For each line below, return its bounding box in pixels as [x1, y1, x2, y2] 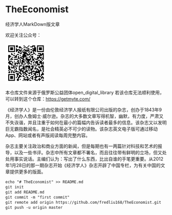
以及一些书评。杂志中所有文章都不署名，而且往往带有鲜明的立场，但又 [14, 149, 162, 155]
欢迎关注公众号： [5, 32, 41, 38]
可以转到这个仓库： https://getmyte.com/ [5, 95, 91, 102]
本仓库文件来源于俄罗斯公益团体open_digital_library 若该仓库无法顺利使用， [5, 89, 165, 95]
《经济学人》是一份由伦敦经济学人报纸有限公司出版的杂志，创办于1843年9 [5, 106, 162, 113]
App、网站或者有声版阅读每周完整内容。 [5, 132, 91, 138]
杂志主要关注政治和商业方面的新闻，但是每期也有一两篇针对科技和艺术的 [5, 143, 158, 149]
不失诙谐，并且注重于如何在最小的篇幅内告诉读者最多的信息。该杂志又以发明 [5, 119, 167, 126]
